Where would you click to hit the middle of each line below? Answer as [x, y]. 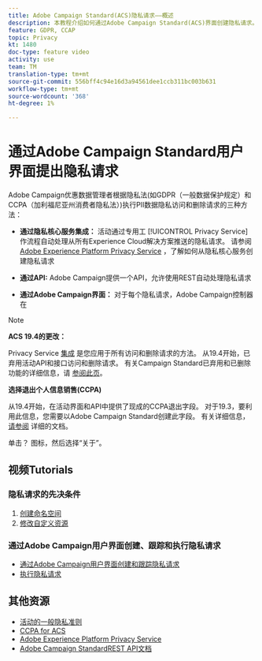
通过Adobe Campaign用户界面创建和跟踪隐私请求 [100, 564]
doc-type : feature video [49, 52]
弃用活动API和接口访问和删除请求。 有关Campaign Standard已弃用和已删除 [130, 363]
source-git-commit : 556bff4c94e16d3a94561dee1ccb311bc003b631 [112, 81]
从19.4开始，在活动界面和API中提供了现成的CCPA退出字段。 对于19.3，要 [127, 406]
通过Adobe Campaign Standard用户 [126, 152]
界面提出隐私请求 [64, 172]
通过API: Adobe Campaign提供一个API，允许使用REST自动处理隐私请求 [135, 278]
